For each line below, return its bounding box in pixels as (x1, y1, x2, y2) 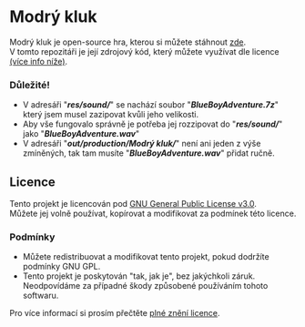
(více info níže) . (9, 56, 68, 66)
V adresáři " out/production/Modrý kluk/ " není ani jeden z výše (22, 138, 261, 149)
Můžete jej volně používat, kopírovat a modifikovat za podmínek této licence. (9, 208, 297, 220)
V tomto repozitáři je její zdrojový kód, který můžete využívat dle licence (9, 46, 280, 56)
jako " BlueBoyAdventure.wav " (22, 128, 140, 139)
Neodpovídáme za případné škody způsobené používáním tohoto (22, 281, 269, 291)
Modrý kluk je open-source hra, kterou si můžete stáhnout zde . (9, 36, 247, 47)
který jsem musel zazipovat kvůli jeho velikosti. (22, 109, 198, 120)
